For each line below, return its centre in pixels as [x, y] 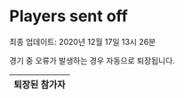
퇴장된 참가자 [40, 84]
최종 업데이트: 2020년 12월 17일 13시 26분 [83, 41]
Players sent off [69, 16]
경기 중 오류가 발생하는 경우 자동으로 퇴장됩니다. [92, 60]
